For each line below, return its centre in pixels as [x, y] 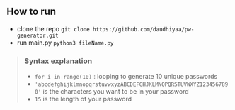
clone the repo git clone [53, 28]
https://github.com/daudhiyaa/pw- [143, 29]
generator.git [38, 35]
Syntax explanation [58, 61]
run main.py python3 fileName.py [65, 43]
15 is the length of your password [83, 99]
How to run [31, 12]
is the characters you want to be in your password [116, 92]
